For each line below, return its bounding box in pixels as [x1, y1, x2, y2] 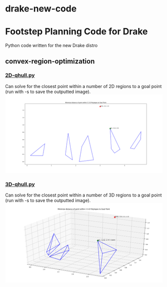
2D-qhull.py [5, 72, 35, 79]
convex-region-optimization [5, 57, 95, 65]
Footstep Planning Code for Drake [5, 26, 148, 37]
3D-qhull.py [5, 180, 35, 187]
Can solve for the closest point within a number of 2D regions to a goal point [5, 83, 162, 89]
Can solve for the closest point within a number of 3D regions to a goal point [5, 192, 162, 198]
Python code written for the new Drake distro [5, 42, 98, 48]
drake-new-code [5, 3, 77, 14]
